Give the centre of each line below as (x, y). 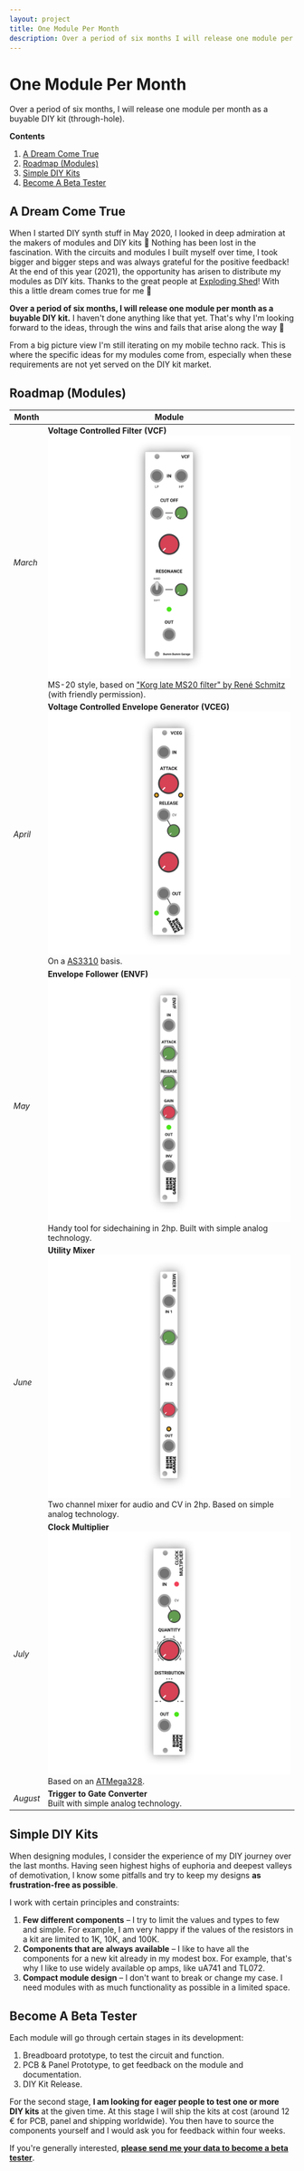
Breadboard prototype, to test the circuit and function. (123, 2055)
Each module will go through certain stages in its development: (127, 2038)
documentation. (52, 2075)
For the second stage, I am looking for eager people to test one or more (144, 2102)
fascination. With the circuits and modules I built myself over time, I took (144, 253)
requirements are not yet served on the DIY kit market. (111, 365)
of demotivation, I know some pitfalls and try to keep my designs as (135, 1876)
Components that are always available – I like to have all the (136, 1949)
